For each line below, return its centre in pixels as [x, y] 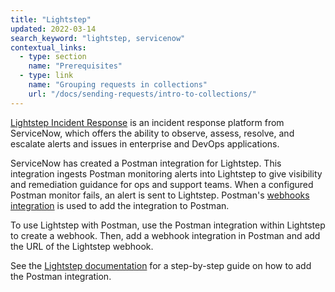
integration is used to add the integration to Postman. [120, 205]
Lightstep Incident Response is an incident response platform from [147, 122]
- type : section [53, 57]
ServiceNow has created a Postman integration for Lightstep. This [146, 163]
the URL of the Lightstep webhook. [82, 246]
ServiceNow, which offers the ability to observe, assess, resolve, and [152, 133]
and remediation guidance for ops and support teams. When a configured [162, 184]
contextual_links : [48, 47]
